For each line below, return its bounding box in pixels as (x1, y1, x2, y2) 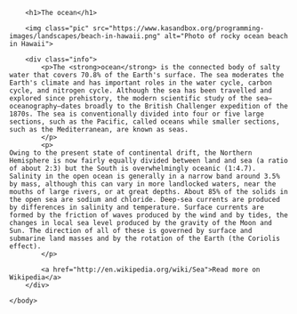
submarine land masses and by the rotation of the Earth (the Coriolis (9, 234, 280, 243)
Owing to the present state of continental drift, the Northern (9, 149, 253, 157)
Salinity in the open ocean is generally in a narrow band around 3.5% (9, 172, 280, 181)
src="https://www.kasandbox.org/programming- (92, 24, 265, 33)
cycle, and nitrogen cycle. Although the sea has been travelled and (9, 86, 273, 95)
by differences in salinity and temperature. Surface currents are (9, 203, 265, 212)
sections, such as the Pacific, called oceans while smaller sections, (9, 117, 280, 126)
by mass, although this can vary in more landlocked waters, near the (9, 180, 277, 189)
